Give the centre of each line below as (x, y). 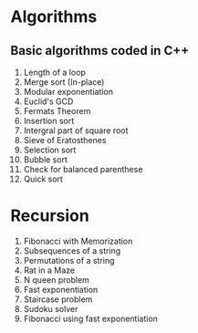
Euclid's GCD (48, 101)
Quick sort (43, 179)
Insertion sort (49, 121)
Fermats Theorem (57, 111)
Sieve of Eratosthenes (65, 140)
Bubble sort (45, 160)
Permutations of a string (69, 260)
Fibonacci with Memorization (78, 241)
